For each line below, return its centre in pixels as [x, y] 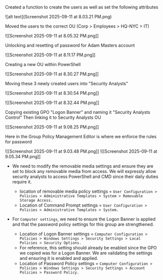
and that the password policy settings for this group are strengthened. [83, 224]
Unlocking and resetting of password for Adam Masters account [70, 45]
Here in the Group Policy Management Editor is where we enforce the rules [81, 137]
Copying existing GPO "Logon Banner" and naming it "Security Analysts [78, 112]
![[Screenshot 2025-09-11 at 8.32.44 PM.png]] [52, 103]
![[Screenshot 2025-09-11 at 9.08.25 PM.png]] [52, 127]
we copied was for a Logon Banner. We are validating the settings [86, 253]
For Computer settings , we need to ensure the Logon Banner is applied [84, 219]
